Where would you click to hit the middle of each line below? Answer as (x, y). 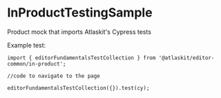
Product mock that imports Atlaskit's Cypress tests (79, 32)
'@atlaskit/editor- (186, 58)
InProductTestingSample (80, 13)
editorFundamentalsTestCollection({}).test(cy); (78, 88)
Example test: (27, 45)
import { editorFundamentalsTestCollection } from (81, 58)
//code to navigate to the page (54, 76)
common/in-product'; (37, 63)
